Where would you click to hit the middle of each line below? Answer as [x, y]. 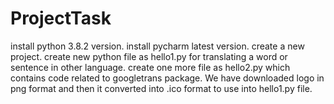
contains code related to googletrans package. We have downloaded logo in [167, 78]
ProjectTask [61, 18]
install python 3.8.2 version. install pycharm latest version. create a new [157, 46]
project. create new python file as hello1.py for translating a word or [149, 56]
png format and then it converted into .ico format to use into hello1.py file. [161, 88]
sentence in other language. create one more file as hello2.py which [150, 67]
